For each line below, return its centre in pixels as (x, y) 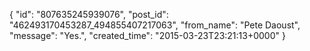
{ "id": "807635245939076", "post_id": (89, 14)
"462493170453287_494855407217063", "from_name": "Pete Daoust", (155, 25)
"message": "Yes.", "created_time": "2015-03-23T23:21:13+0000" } (147, 35)
